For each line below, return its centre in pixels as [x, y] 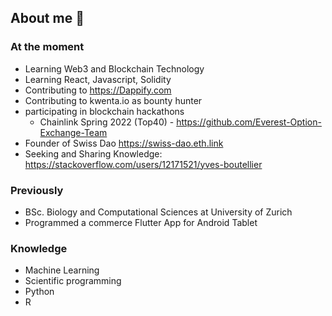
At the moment [47, 47]
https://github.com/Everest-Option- [249, 122]
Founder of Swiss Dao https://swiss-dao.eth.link [124, 143]
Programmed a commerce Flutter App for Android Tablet [141, 222]
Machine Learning [62, 270]
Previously [37, 190]
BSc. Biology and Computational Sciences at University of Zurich [158, 212]
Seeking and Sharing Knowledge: [93, 153]
